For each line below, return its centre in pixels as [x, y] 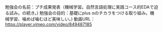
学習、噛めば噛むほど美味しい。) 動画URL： [52, 19]
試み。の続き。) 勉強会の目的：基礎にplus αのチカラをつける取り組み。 [80, 13]
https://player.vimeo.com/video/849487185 [49, 24]
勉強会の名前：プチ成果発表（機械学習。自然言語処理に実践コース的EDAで [80, 7]
